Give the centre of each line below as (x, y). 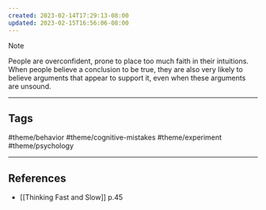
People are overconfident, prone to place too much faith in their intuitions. (129, 61)
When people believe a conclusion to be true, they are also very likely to (125, 69)
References (37, 178)
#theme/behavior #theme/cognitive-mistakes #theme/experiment (115, 137)
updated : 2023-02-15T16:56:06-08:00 (68, 23)
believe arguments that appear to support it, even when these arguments (127, 78)
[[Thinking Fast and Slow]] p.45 (71, 197)
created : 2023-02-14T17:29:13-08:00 (68, 15)
